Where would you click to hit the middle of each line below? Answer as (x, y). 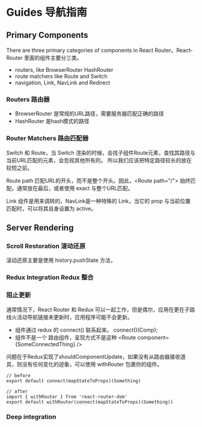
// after (17, 391)
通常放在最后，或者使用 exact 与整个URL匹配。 (75, 188)
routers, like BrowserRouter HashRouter (64, 70)
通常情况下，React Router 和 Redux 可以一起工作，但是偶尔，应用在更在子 (98, 309)
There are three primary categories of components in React (80, 50)
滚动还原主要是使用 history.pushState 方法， (61, 261)
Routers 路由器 (28, 99)
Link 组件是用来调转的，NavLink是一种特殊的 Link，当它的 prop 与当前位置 (99, 201)
